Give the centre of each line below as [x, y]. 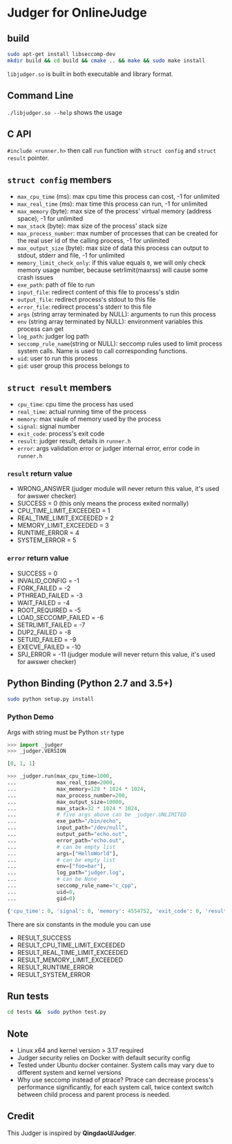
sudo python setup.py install [51, 699]
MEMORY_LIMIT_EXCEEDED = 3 [63, 526]
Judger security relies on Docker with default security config [104, 1058]
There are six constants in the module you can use [79, 924]
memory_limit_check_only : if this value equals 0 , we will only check [111, 263]
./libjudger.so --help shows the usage [65, 112]
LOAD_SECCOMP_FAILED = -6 [60, 617]
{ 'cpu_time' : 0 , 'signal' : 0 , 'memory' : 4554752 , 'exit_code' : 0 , [105, 911]
